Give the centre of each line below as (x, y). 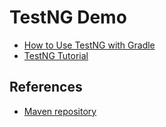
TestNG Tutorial (56, 55)
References (46, 87)
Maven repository (60, 111)
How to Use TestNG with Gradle (89, 45)
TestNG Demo (68, 17)
